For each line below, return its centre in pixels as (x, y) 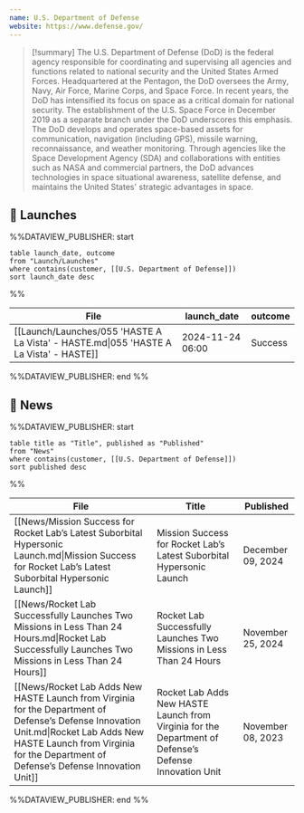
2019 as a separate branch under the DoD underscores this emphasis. (162, 120)
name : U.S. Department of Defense (75, 18)
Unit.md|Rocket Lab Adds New (79, 732)
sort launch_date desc (52, 277)
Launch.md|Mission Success (75, 556)
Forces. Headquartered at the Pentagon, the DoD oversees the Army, (160, 81)
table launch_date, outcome (62, 253)
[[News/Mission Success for (74, 521)
